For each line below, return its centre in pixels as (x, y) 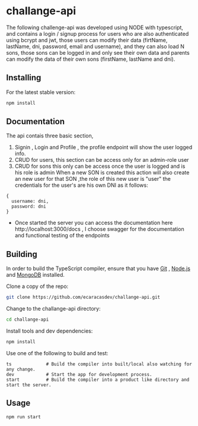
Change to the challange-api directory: (53, 309)
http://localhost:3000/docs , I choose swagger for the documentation (100, 229)
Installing (24, 78)
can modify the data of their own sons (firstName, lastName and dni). (91, 59)
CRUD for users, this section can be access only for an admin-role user (102, 160)
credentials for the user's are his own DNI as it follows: (81, 185)
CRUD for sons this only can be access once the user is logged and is (100, 166)
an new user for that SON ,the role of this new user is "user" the (92, 179)
